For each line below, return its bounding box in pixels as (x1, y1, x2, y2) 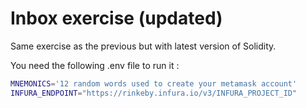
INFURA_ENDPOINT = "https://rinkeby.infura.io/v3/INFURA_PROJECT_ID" (10, 88, 298, 98)
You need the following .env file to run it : (10, 59, 180, 71)
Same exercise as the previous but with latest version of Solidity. (10, 40, 277, 52)
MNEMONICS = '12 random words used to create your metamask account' (10, 78, 298, 89)
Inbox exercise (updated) (10, 7, 223, 30)
